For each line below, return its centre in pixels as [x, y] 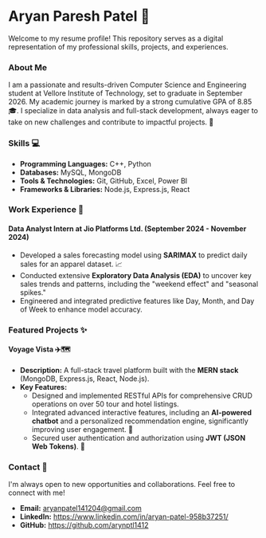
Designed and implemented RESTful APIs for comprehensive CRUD [142, 395]
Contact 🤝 [28, 467]
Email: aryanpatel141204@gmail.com [80, 509]
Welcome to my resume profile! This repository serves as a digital [116, 38]
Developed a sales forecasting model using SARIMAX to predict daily [134, 255]
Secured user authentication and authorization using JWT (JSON [139, 438]
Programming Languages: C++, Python [85, 163]
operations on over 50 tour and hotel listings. [105, 404]
